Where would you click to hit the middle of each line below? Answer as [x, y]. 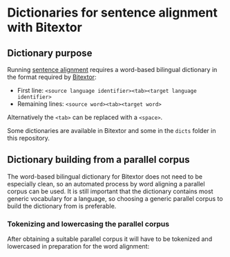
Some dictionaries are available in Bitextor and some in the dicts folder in [112, 131]
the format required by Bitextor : [52, 77]
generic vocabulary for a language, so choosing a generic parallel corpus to [115, 198]
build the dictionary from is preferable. [62, 206]
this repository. [29, 138]
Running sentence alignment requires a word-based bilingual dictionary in [112, 70]
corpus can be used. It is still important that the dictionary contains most [110, 191]
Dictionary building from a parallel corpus [98, 160]
